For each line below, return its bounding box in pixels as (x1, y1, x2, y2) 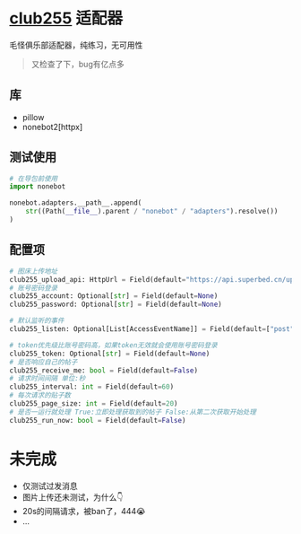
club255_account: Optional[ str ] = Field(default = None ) (9, 292, 219, 301)
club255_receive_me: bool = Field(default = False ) (9, 365, 199, 375)
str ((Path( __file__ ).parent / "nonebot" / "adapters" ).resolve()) (25, 207, 279, 216)
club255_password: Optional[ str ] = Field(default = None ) (9, 300, 222, 310)
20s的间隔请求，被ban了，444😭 (21, 505, 146, 516)
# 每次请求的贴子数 (9, 391, 72, 400)
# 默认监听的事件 (9, 316, 64, 326)
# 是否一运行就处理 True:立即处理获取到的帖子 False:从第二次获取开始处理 (9, 407, 257, 416)
